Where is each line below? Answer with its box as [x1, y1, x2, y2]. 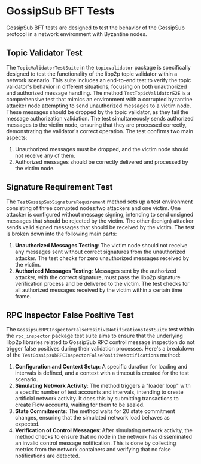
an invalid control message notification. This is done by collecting [14, 439, 176, 447]
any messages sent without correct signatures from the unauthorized [14, 248, 186, 255]
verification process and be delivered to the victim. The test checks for [14, 280, 190, 287]
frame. [14, 292, 32, 300]
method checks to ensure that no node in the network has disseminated [14, 433, 193, 441]
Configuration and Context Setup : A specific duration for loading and [14, 363, 188, 370]
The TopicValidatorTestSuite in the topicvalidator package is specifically [6, 64, 191, 71]
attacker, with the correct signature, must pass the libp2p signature [14, 273, 181, 280]
